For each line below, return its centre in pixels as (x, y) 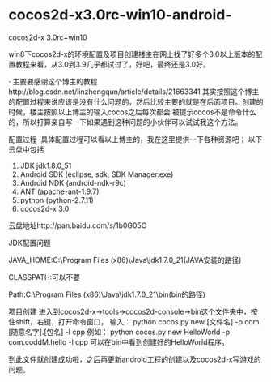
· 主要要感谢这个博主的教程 (53, 81)
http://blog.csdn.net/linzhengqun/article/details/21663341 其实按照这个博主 (134, 92)
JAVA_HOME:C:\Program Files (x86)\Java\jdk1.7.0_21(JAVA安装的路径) (125, 260)
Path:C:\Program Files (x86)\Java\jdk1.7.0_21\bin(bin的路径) (107, 294)
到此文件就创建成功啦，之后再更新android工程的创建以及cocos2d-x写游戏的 (135, 359)
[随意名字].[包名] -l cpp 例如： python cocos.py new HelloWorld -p (119, 332)
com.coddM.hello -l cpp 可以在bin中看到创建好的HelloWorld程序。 (119, 341)
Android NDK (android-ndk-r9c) (73, 182)
